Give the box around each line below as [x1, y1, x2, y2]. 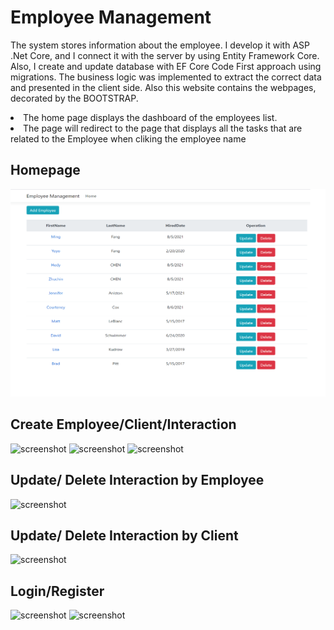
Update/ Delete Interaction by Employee [10, 472, 265, 489]
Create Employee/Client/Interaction [10, 416, 237, 433]
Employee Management [10, 6, 212, 29]
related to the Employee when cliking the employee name [10, 132, 247, 145]
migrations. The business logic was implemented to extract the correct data [10, 71, 322, 83]
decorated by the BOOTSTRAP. [10, 92, 139, 104]
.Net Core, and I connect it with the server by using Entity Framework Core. [10, 49, 320, 61]
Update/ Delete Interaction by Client [10, 527, 239, 544]
